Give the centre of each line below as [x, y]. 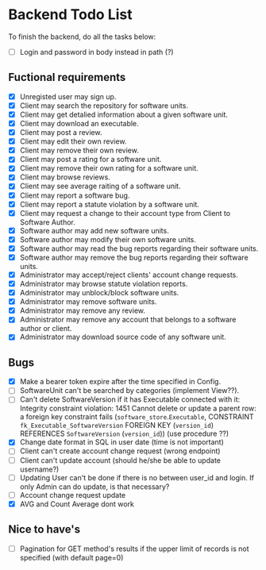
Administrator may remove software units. [88, 302]
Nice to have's [44, 530]
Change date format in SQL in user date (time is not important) [122, 442]
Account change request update [73, 495]
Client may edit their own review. [73, 141]
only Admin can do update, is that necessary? [94, 487]
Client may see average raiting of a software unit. [100, 186]
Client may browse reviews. [65, 177]
